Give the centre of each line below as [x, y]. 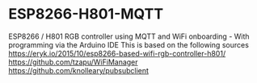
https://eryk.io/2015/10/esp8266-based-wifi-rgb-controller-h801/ [117, 53]
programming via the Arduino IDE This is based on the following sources [128, 44]
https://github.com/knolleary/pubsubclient [79, 70]
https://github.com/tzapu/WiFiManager [74, 62]
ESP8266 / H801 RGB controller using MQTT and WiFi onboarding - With [129, 36]
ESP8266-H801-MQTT [86, 14]
